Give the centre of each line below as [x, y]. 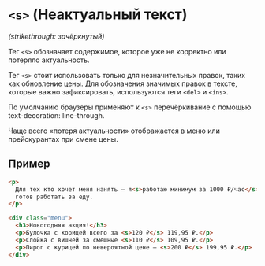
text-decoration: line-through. [56, 115]
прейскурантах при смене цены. [63, 139]
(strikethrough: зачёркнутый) [56, 36]
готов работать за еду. [54, 197]
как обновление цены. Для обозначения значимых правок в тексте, [123, 83]
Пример [29, 164]
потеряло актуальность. [49, 60]
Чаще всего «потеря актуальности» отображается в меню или [114, 131]
